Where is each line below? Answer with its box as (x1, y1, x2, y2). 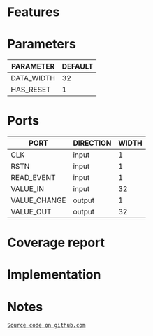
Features (7, 4, 60, 20)
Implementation (7, 267, 101, 283)
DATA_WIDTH (10, 73, 56, 83)
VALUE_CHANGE (10, 195, 66, 205)
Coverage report (7, 235, 105, 251)
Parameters (7, 36, 77, 52)
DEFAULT (61, 62, 94, 71)
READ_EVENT (10, 173, 56, 183)
